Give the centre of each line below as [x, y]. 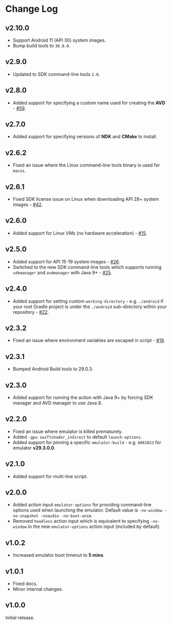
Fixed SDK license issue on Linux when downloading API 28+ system [86, 199]
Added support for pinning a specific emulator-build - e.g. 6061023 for [87, 442]
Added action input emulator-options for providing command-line [82, 505]
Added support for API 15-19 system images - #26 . [66, 261]
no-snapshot [25, 516]
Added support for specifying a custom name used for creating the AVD [89, 103]
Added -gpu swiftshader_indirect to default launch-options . [77, 437]
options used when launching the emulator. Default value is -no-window [88, 510]
